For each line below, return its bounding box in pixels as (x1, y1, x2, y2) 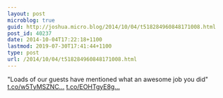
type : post (7, 50, 40, 57)
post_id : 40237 (7, 29, 52, 37)
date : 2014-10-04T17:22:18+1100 (7, 36, 102, 43)
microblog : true (7, 17, 55, 24)
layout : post (7, 10, 46, 17)
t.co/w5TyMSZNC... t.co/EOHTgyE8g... (7, 82, 120, 91)
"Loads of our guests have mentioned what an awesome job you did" (7, 75, 209, 83)
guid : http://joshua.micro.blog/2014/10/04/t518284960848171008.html (7, 23, 217, 30)
